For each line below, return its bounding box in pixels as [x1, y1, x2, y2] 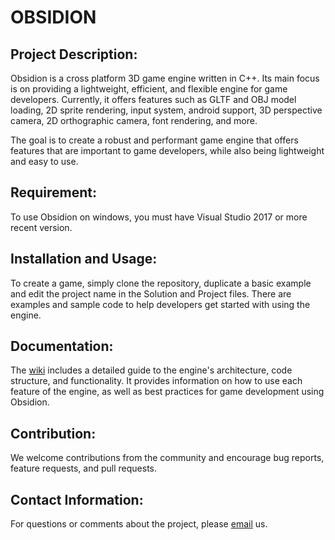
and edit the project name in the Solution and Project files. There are [10, 287, 292, 300]
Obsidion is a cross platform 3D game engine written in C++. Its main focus [10, 72, 320, 84]
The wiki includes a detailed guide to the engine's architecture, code [10, 364, 293, 376]
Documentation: [10, 338, 114, 355]
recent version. [10, 221, 73, 233]
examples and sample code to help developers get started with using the [10, 298, 311, 310]
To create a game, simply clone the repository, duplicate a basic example [10, 277, 312, 289]
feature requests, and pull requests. [10, 462, 158, 475]
